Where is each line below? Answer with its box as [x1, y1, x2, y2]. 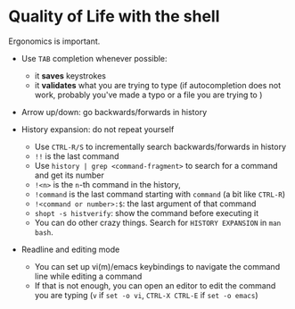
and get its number [34, 170, 104, 180]
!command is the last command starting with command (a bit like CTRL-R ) [34, 188, 286, 199]
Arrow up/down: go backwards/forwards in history [20, 106, 208, 117]
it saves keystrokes [34, 70, 106, 81]
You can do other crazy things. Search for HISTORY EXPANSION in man [34, 217, 282, 228]
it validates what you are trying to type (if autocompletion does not [34, 79, 282, 90]
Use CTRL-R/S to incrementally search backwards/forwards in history [34, 141, 287, 152]
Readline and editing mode [20, 244, 120, 255]
